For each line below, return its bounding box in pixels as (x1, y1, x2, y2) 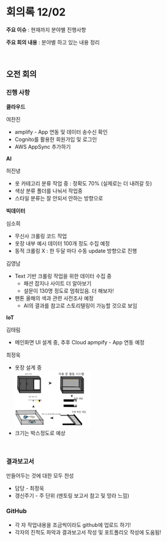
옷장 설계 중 (14, 364, 42, 371)
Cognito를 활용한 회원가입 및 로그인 (14, 136, 97, 143)
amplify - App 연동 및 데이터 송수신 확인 (14, 128, 108, 135)
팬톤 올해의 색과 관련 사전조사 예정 (14, 294, 94, 302)
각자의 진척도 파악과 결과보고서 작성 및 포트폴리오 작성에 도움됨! (14, 529, 161, 536)
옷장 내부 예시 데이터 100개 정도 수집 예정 (14, 239, 110, 247)
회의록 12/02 (6, 5, 66, 19)
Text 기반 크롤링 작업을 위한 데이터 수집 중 (14, 272, 112, 279)
